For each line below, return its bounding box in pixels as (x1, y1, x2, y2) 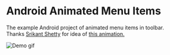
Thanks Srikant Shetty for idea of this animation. (6, 30, 125, 37)
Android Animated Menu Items (6, 4, 161, 18)
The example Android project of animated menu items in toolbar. (6, 24, 165, 31)
